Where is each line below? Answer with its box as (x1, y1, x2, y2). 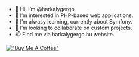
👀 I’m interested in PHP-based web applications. (14, 12, 134, 19)
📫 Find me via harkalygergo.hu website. (14, 31, 115, 38)
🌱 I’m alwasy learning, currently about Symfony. (14, 18, 132, 25)
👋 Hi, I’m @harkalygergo (14, 6, 75, 12)
